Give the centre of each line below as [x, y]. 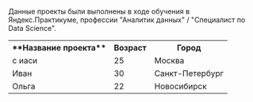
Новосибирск [181, 86]
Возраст [130, 48]
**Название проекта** [59, 48]
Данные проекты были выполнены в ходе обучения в [99, 11]
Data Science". [33, 28]
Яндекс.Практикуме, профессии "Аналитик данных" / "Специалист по [127, 20]
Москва [169, 60]
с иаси [25, 60]
